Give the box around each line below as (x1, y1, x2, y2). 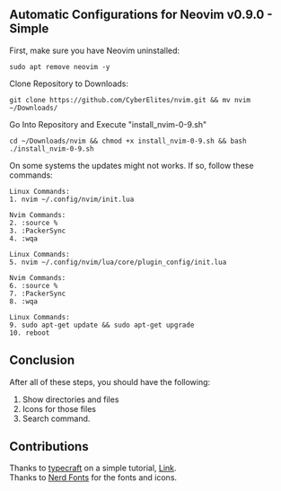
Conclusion (9, 353, 75, 368)
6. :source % (9, 281, 58, 290)
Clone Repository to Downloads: (9, 78, 128, 89)
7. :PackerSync (9, 289, 66, 298)
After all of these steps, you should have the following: (9, 376, 211, 387)
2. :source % (9, 218, 58, 227)
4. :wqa (9, 233, 39, 243)
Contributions (9, 439, 89, 454)
